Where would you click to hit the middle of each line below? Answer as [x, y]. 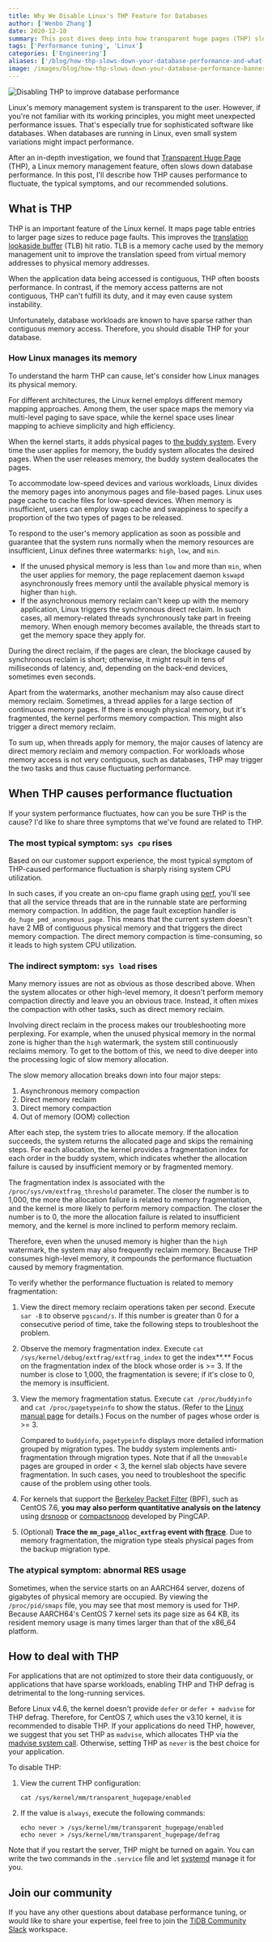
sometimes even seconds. [52, 676]
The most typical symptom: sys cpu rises [90, 843]
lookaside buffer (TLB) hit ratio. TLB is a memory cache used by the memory [136, 245]
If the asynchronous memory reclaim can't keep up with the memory [134, 600]
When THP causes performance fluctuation [121, 794]
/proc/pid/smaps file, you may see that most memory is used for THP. [124, 1605]
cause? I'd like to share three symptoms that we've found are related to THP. [136, 822]
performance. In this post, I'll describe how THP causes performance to [128, 174]
